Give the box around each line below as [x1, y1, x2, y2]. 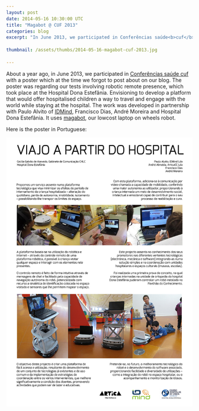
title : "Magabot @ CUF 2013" [6, 22, 78, 28]
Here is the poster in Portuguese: [6, 125, 87, 132]
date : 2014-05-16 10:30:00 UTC [6, 15, 84, 22]
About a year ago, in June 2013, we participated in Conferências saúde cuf [6, 70, 189, 77]
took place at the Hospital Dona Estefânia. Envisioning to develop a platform [6, 89, 191, 96]
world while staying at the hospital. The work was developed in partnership [6, 101, 190, 109]
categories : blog [6, 28, 49, 34]
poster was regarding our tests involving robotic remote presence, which [6, 83, 184, 90]
